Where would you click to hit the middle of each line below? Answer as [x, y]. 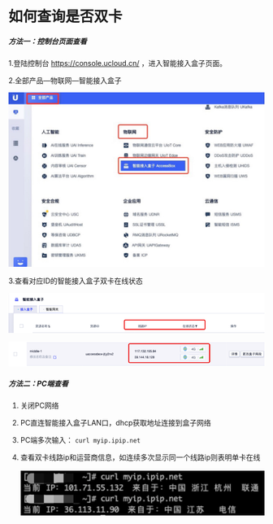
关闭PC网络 [39, 406]
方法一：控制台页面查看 [48, 41]
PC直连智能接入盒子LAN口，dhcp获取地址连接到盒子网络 [115, 423]
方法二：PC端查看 [39, 383]
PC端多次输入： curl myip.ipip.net [80, 440]
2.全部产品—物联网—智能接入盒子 [65, 81]
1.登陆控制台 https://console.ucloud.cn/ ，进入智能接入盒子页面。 [118, 63]
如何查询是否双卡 [66, 17]
